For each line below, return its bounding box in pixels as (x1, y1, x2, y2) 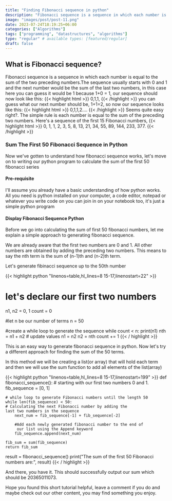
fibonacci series (5, 164, 40, 170)
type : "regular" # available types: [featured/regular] (5, 37, 127, 42)
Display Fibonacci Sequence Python (5, 215, 84, 221)
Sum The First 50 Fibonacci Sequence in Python (5, 141, 128, 148)
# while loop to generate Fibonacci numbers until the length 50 (5, 395, 148, 400)
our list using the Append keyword (16, 426, 93, 432)
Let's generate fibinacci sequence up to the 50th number (5, 263, 126, 269)
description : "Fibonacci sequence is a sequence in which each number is (5, 12, 167, 17)
